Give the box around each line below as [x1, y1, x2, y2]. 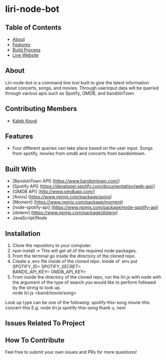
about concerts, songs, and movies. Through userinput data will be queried [5, 85, 159, 91]
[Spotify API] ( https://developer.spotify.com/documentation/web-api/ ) [12, 183, 156, 189]
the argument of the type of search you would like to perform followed [12, 279, 156, 286]
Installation [5, 229, 41, 238]
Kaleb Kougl [12, 118, 37, 123]
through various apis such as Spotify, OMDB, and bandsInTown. [5, 90, 135, 96]
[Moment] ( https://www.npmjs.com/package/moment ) [12, 199, 123, 205]
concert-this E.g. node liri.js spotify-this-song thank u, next [5, 305, 126, 311]
